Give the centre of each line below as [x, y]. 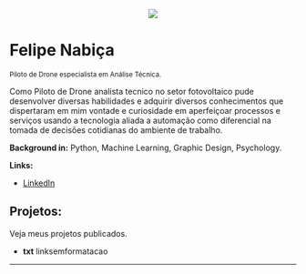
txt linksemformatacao [65, 251]
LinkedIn [39, 183]
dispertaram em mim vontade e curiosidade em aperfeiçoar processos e [145, 110]
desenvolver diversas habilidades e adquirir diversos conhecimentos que [147, 101]
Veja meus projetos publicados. [68, 233]
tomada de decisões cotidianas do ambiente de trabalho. [116, 130]
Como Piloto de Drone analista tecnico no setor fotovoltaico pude [132, 91]
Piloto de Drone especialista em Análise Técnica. [86, 74]
